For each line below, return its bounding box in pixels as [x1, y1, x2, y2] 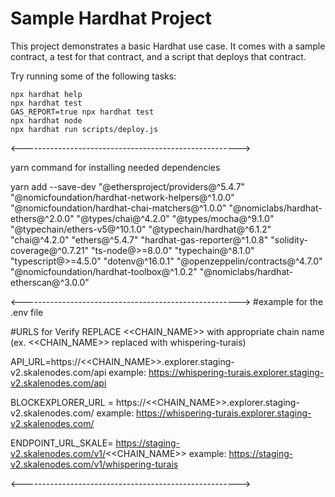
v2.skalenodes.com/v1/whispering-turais [10, 458, 179, 470]
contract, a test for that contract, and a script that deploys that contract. [10, 50, 307, 62]
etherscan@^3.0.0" [10, 276, 90, 288]
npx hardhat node [10, 115, 83, 126]
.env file [10, 306, 44, 318]
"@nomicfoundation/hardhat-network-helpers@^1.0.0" [10, 191, 235, 203]
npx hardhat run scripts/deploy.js [10, 124, 159, 134]
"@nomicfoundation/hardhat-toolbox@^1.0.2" [10, 265, 198, 277]
